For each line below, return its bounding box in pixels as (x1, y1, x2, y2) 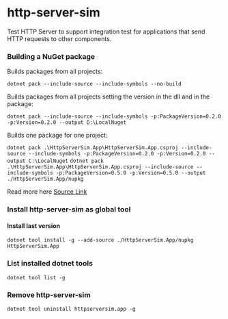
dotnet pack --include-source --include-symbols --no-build (7, 81, 182, 88)
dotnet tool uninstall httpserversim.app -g (7, 305, 136, 312)
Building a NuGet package (7, 51, 96, 61)
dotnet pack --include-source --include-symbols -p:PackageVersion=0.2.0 (7, 113, 222, 120)
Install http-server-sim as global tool (7, 205, 131, 214)
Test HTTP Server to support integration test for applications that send (7, 27, 205, 36)
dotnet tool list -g (7, 274, 66, 281)
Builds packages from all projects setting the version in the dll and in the (7, 92, 210, 101)
